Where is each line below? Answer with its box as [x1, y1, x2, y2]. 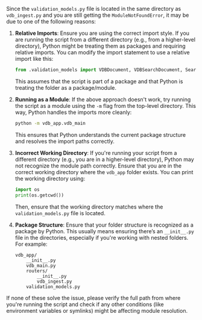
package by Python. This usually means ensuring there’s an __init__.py [14, 227, 195, 234]
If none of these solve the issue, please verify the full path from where [6, 294, 181, 301]
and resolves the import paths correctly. [14, 137, 115, 145]
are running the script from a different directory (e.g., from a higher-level [14, 36, 196, 43]
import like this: [14, 55, 54, 62]
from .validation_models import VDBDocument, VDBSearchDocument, [14, 67, 183, 73]
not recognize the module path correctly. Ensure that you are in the [14, 162, 182, 169]
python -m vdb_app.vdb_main [14, 120, 86, 126]
